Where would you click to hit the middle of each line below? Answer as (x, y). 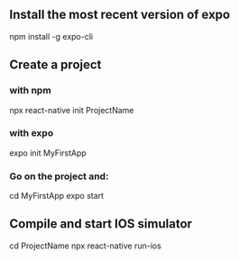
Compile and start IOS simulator (101, 224)
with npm (30, 91)
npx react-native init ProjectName (72, 110)
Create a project (55, 65)
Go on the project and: (59, 176)
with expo (32, 133)
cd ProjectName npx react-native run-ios (86, 246)
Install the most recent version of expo (120, 15)
